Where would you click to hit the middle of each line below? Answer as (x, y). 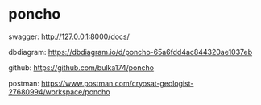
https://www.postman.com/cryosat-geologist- (118, 83)
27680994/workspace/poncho (59, 92)
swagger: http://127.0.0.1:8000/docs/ (69, 36)
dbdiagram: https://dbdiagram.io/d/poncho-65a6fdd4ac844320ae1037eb (130, 52)
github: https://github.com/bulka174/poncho (81, 67)
